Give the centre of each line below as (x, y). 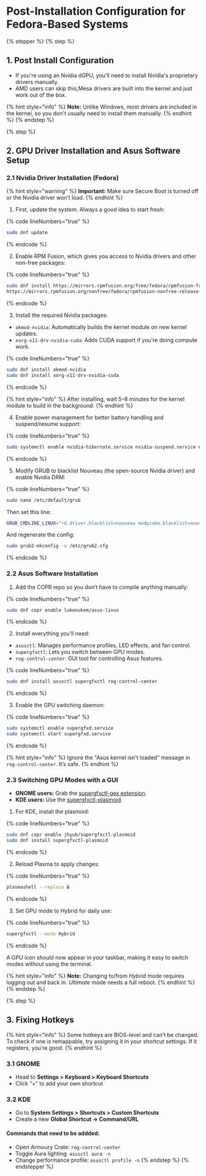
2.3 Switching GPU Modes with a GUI (62, 780)
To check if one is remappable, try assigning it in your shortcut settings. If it (102, 1041)
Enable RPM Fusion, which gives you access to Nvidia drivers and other (106, 256)
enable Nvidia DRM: (40, 477)
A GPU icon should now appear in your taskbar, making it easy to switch (97, 957)
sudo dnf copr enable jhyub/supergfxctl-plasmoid (71, 835)
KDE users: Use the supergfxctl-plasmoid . (69, 800)
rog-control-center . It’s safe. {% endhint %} (63, 764)
